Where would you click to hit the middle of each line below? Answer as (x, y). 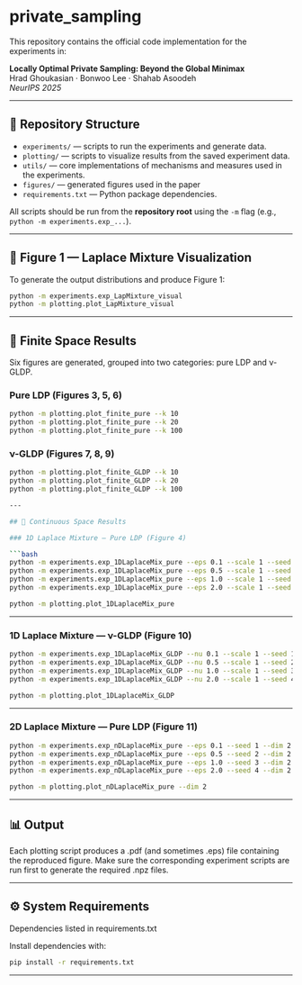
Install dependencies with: (58, 945)
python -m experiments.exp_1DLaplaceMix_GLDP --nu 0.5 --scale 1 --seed (148, 663)
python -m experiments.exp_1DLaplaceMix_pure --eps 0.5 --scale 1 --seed (151, 571)
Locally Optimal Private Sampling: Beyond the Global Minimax (127, 68)
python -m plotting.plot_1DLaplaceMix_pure (92, 604)
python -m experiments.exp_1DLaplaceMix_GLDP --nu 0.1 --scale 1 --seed (148, 655)
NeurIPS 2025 (36, 87)
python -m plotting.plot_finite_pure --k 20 (94, 422)
